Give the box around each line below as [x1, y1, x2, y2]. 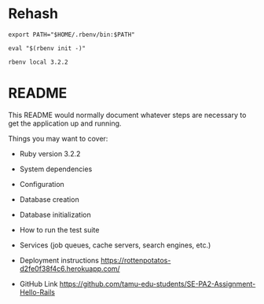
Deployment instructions [19, 255, 100, 265]
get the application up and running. [8, 119, 122, 128]
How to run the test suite [19, 225, 100, 234]
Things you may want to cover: [8, 134, 108, 143]
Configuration [19, 179, 64, 189]
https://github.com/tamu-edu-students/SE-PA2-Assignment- [59, 279, 256, 288]
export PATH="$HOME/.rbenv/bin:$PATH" [8, 31, 135, 38]
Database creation [19, 194, 80, 204]
